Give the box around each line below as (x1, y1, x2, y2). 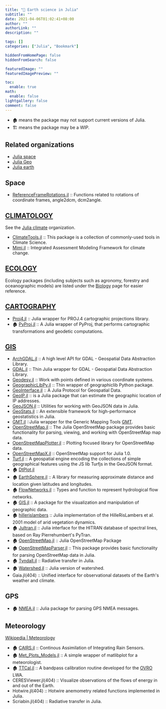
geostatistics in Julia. (12, 414, 56, 419)
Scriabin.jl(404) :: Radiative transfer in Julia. (12, 699, 102, 704)
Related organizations (5, 140, 74, 149)
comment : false (5, 103, 37, 108)
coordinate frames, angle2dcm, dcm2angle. (12, 197, 102, 203)
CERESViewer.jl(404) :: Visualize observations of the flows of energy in (12, 677, 158, 683)
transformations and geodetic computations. (12, 328, 104, 334)
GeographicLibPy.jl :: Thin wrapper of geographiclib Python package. (12, 382, 154, 388)
